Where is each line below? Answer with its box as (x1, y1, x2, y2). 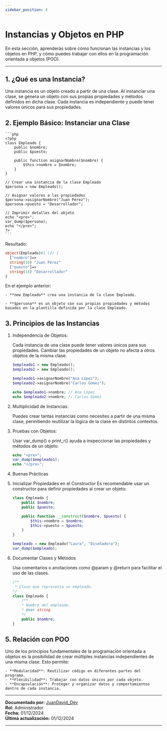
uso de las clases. (12, 570, 50, 576)
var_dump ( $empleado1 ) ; (12, 457, 60, 462)
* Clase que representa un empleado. (14, 584, 93, 589)
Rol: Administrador (5, 705, 44, 711)
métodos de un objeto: (12, 443, 59, 449)
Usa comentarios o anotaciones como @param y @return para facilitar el (12, 564, 162, 570)
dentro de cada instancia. (5, 686, 61, 691)
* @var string (21, 607, 51, 613)
